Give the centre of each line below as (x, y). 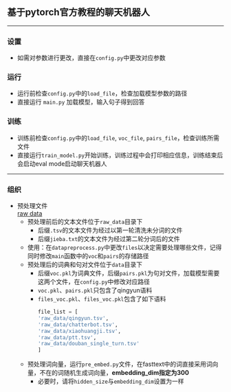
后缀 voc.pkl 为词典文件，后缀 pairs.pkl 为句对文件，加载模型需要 (129, 273)
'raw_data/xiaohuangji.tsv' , (79, 331)
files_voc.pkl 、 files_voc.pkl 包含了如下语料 (102, 299)
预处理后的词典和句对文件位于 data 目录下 (85, 264)
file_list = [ (58, 312)
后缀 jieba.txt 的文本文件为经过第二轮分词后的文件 (109, 239)
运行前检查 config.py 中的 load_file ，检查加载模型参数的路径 (102, 93)
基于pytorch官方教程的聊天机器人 (78, 12)
